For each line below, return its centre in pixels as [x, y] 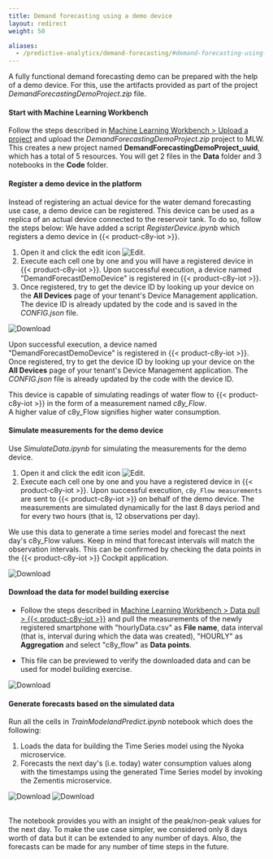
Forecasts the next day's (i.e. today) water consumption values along [136, 763]
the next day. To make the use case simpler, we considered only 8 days [128, 830]
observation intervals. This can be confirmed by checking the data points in [135, 549]
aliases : [23, 46]
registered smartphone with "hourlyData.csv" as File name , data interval [141, 627]
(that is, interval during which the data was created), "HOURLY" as [132, 636]
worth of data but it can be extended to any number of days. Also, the [125, 838]
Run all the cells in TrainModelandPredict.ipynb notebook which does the [131, 722]
